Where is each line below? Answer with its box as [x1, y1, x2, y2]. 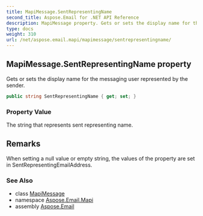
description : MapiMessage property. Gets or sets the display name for [6, 20, 190, 26]
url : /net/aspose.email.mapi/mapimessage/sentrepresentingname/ [6, 37, 172, 43]
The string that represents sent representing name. [6, 121, 134, 129]
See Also [6, 176, 33, 185]
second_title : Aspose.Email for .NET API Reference [6, 14, 139, 21]
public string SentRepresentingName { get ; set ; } [6, 93, 137, 100]
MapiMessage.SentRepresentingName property [6, 59, 192, 69]
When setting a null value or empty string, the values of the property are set [6, 154, 195, 162]
